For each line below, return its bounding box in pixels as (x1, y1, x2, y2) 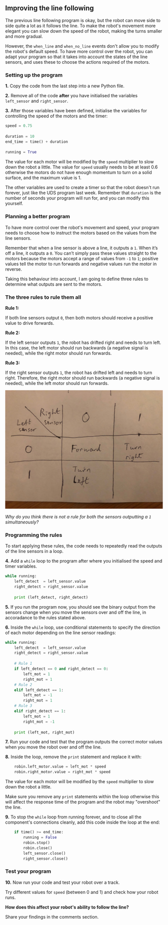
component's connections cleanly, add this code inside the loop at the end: (5, 819, 160, 825)
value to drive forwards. (5, 320, 54, 326)
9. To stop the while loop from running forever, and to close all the (5, 814, 141, 820)
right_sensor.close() (23, 856, 68, 861)
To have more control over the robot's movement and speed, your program (5, 224, 159, 230)
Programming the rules (5, 531, 62, 538)
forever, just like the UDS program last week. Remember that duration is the (5, 190, 161, 196)
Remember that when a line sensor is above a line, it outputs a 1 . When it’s (5, 245, 158, 251)
